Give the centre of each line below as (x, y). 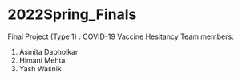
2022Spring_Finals (72, 15)
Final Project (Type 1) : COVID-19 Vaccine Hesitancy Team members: (121, 36)
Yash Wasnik (40, 68)
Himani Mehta (42, 60)
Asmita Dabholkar (48, 51)
